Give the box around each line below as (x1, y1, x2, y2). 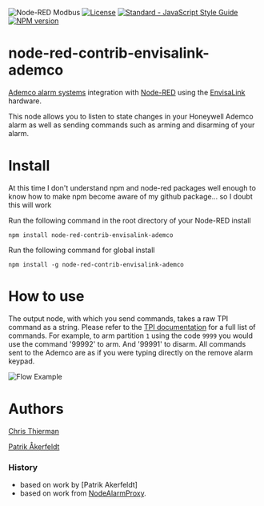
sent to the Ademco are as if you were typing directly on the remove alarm (8, 347, 254, 357)
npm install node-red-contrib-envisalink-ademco (8, 231, 174, 239)
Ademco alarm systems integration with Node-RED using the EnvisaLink (8, 87, 246, 97)
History (8, 461, 38, 472)
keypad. (8, 356, 35, 366)
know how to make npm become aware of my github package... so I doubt (8, 191, 254, 201)
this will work (8, 200, 52, 210)
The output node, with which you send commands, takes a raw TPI (8, 313, 229, 323)
